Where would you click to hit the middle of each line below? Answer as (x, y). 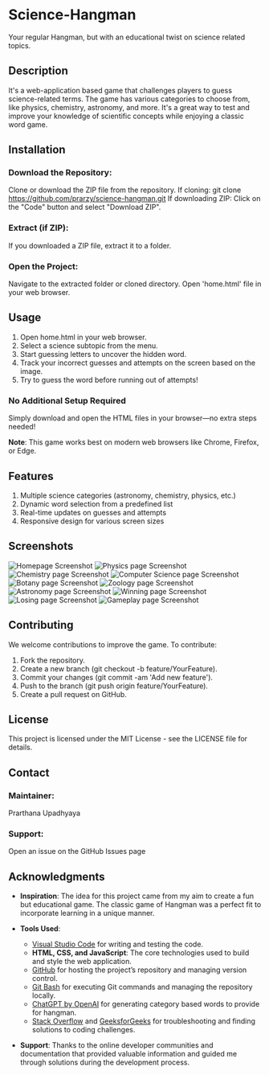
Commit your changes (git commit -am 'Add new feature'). (116, 677)
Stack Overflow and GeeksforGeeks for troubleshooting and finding (143, 1021)
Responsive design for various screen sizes (92, 521)
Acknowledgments (57, 877)
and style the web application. (82, 962)
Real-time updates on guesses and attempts (93, 512)
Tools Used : (40, 929)
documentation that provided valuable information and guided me (128, 1054)
